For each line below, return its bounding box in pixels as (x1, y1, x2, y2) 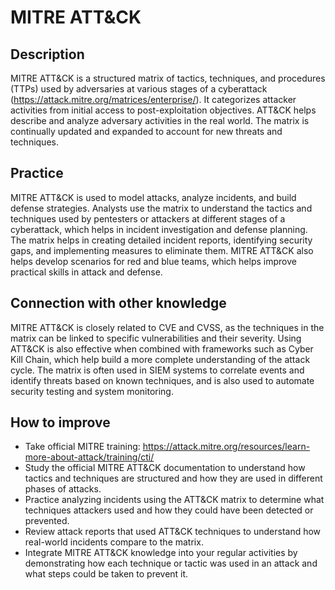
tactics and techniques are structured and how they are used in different (24, 472, 323, 485)
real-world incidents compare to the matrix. (24, 536, 204, 548)
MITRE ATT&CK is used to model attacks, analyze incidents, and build (10, 191, 297, 203)
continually (10, 126, 56, 137)
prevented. (24, 515, 70, 527)
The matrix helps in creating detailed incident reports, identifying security (10, 234, 313, 246)
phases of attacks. (24, 483, 102, 495)
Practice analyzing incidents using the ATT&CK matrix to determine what (24, 494, 325, 506)
